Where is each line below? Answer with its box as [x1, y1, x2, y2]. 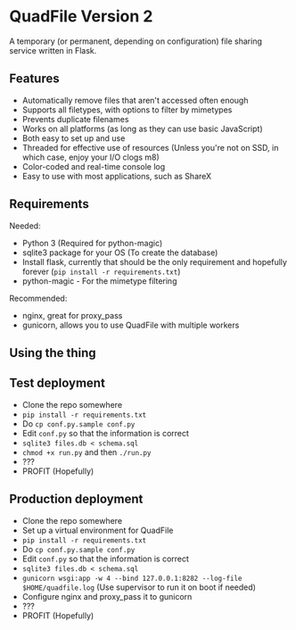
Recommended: [9, 293, 68, 303]
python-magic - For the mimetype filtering [21, 275, 177, 286]
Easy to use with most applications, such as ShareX [21, 170, 212, 181]
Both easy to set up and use [21, 132, 126, 144]
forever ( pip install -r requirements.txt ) [21, 266, 181, 277]
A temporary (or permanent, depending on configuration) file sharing [9, 36, 263, 46]
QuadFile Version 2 [9, 6, 153, 27]
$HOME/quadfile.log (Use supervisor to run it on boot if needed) [21, 582, 257, 593]
